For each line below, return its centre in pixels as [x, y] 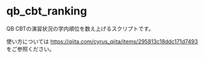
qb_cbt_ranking [47, 11]
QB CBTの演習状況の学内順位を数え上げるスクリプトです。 [80, 28]
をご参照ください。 [31, 49]
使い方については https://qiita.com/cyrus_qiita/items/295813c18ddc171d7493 [102, 41]
